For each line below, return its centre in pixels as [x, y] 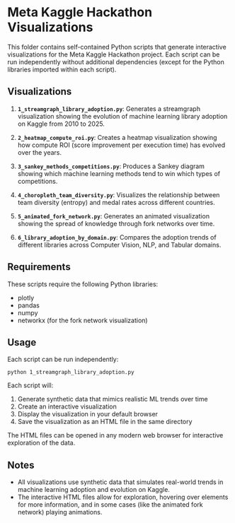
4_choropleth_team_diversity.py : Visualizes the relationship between [119, 194]
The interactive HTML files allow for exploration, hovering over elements [123, 497]
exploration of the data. [41, 443]
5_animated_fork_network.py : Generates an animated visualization [114, 216]
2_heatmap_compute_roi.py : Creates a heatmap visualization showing [117, 137]
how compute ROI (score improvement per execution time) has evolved [121, 145]
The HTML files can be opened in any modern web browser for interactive [115, 435]
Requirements [39, 267]
